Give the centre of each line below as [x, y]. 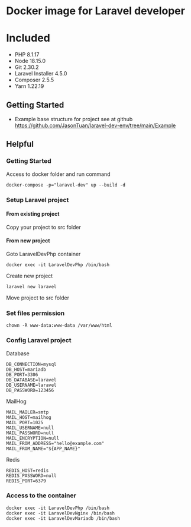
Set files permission [35, 313]
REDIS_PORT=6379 [26, 481]
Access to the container [41, 496]
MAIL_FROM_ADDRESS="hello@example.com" [55, 443]
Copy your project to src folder [43, 227]
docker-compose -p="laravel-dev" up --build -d [66, 185]
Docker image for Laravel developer [96, 11]
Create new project [30, 276]
